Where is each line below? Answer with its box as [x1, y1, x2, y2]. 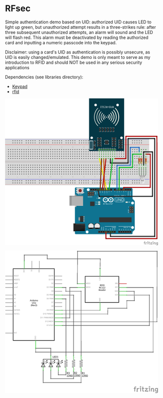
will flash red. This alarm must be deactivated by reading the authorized [5, 35, 149, 40]
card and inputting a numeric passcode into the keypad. [5, 39, 117, 45]
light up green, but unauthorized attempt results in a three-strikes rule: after [5, 24, 156, 30]
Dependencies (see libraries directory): [5, 74, 83, 80]
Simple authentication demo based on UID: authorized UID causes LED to [5, 19, 152, 25]
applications [5, 64, 30, 71]
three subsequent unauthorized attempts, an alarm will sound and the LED [5, 29, 153, 35]
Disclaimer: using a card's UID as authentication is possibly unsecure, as [5, 49, 150, 55]
